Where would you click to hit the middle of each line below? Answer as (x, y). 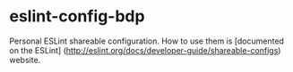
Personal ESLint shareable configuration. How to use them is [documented (147, 41)
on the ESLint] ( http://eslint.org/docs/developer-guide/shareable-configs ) (145, 50)
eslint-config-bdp (77, 16)
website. (25, 60)
